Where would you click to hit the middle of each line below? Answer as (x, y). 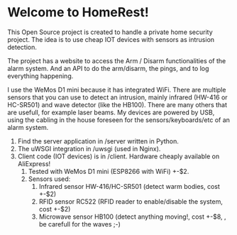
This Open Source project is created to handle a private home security (110, 32)
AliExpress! (34, 163)
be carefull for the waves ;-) (79, 224)
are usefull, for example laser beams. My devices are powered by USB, (111, 112)
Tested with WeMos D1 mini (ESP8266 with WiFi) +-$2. (109, 171)
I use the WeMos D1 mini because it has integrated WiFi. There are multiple (117, 89)
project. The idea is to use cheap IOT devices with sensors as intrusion (111, 39)
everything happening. (40, 76)
